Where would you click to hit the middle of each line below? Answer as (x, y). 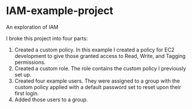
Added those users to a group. (51, 99)
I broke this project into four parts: (47, 38)
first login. (27, 93)
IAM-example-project (60, 11)
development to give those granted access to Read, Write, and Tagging (100, 56)
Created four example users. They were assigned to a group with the (97, 81)
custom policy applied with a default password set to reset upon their (98, 87)
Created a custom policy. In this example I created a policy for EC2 (95, 50)
